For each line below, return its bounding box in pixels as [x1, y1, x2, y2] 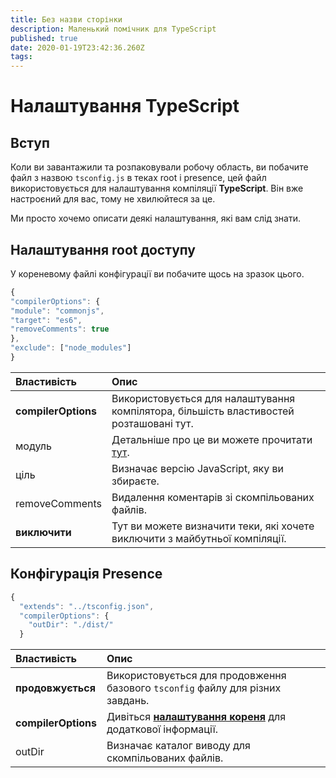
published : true [10, 33, 78, 43]
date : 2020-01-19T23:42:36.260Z [10, 42, 145, 53]
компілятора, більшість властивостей [111, 404, 295, 418]
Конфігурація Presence [10, 566, 163, 583]
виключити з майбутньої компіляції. [111, 531, 287, 545]
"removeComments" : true [10, 324, 110, 335]
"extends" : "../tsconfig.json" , [19, 601, 155, 611]
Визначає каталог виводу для [106, 739, 251, 753]
